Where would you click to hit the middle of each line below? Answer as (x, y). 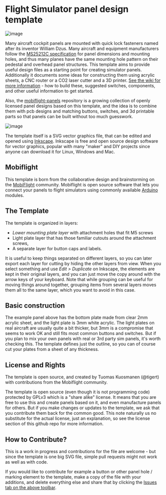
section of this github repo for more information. (54, 424)
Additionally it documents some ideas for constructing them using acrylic (80, 75)
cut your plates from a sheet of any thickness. (52, 349)
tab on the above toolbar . (31, 488)
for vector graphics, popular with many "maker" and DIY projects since (78, 146)
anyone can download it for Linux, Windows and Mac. (60, 152)
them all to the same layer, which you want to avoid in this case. (70, 290)
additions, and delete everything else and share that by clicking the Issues (81, 482)
